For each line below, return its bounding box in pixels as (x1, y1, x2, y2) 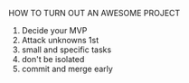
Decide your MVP (21, 25, 88, 35)
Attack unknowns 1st (21, 35, 99, 45)
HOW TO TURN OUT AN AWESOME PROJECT (8, 8, 181, 18)
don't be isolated (21, 54, 85, 64)
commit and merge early (21, 63, 114, 74)
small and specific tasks (21, 44, 112, 55)
